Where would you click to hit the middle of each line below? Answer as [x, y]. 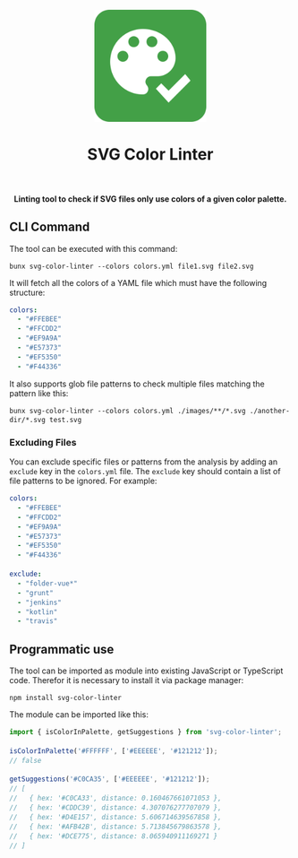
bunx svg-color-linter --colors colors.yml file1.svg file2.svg [132, 266]
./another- [270, 411]
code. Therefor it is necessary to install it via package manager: [127, 680]
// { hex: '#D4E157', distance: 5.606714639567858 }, [115, 817]
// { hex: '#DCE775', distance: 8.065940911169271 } [114, 836]
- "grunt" [35, 593]
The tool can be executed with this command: [94, 248]
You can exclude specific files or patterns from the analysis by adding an [144, 462]
